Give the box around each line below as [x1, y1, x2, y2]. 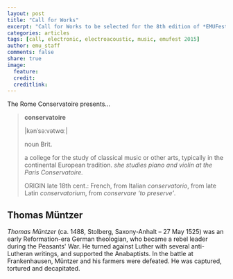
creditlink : [13, 81, 49, 88]
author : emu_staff [7, 42, 60, 49]
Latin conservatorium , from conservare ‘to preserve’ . [24, 189, 176, 197]
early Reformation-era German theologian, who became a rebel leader [7, 235, 208, 243]
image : [7, 62, 26, 69]
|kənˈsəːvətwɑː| [24, 127, 68, 135]
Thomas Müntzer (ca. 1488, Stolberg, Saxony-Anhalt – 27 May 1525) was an [7, 228, 224, 236]
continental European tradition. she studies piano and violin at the [24, 161, 213, 170]
